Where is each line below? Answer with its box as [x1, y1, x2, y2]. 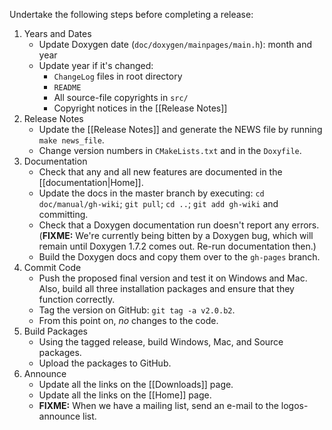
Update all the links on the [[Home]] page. [38, 389, 212, 401]
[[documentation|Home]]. [38, 177, 144, 188]
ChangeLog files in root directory [53, 70, 183, 82]
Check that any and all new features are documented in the [38, 166, 283, 178]
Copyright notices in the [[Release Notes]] [53, 102, 228, 114]
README [53, 83, 82, 93]
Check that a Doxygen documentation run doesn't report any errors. [38, 219, 320, 231]
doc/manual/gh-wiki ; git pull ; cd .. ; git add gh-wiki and [38, 198, 279, 209]
